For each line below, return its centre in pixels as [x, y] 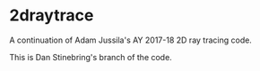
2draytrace [52, 16]
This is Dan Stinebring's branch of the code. [91, 57]
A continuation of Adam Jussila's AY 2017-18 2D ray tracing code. [131, 40]
